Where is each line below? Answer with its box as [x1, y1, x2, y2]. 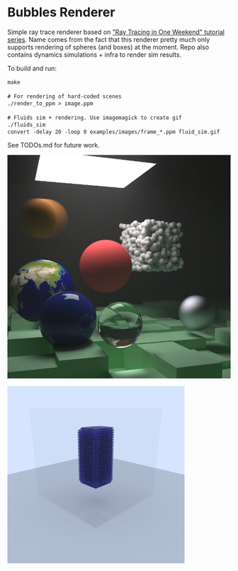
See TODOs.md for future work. [7, 140, 101, 149]
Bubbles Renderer [7, 4, 115, 21]
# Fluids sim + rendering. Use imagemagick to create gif [7, 114, 182, 121]
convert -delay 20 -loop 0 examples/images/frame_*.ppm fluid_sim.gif [7, 128, 220, 135]
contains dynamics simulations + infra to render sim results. [7, 50, 182, 59]
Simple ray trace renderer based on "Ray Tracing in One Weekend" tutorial [7, 28, 225, 36]
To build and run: [7, 64, 57, 72]
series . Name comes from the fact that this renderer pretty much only [7, 35, 210, 43]
